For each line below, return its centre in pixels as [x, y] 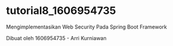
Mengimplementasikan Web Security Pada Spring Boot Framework [86, 27]
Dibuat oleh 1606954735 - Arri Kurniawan [56, 38]
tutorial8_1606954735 [61, 11]
